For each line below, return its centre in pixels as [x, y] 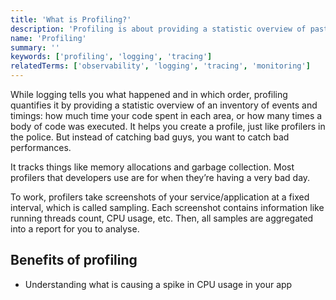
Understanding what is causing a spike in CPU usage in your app [158, 284]
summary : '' [35, 47]
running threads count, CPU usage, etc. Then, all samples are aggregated [162, 218]
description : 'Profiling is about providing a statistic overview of [158, 29]
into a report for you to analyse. [75, 229]
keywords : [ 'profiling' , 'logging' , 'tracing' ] [111, 57]
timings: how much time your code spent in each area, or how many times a [166, 115]
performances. [41, 147]
